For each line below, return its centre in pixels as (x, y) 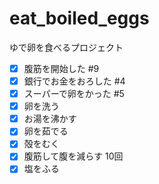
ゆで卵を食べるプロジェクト (66, 47)
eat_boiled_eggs (79, 18)
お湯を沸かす (50, 119)
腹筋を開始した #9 (61, 68)
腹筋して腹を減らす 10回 (73, 156)
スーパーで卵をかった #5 (74, 94)
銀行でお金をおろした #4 (74, 81)
